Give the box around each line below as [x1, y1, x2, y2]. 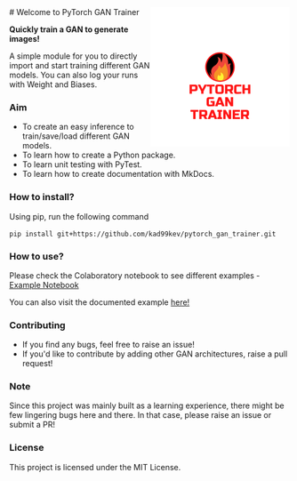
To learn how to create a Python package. [21, 149, 176, 161]
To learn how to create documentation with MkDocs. [21, 169, 215, 180]
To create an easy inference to [21, 122, 135, 132]
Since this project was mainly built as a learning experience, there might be [9, 400, 285, 411]
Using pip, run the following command [9, 211, 149, 221]
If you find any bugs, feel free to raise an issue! [21, 340, 196, 350]
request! [21, 358, 53, 369]
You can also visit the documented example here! [9, 296, 190, 308]
